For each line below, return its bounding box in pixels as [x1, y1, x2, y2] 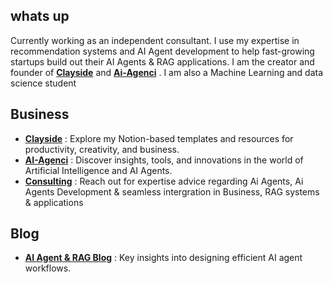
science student [10, 77, 77, 89]
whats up [10, 8, 70, 25]
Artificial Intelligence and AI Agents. [24, 164, 173, 176]
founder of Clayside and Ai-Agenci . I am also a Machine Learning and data [10, 66, 324, 78]
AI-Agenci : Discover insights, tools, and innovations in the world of [24, 154, 304, 166]
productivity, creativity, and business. [24, 143, 180, 155]
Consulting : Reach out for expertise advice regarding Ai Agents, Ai [24, 175, 304, 187]
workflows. [24, 262, 72, 274]
